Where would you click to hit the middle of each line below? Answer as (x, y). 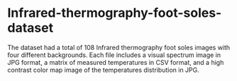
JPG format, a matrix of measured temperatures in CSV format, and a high (116, 62)
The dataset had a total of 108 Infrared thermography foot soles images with (119, 47)
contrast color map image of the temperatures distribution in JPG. (104, 70)
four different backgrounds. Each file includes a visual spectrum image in (114, 55)
